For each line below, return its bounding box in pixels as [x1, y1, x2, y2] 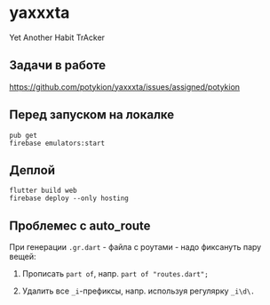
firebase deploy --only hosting [9, 194, 129, 203]
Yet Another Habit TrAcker [9, 32, 105, 43]
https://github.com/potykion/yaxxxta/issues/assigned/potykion [9, 81, 241, 92]
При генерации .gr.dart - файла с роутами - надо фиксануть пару [9, 242, 262, 253]
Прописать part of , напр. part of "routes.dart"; [21, 269, 209, 279]
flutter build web [9, 186, 77, 196]
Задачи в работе [9, 58, 107, 73]
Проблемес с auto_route [9, 218, 151, 233]
